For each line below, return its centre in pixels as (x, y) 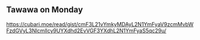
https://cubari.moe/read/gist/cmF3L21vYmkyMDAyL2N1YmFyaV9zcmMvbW (100, 24)
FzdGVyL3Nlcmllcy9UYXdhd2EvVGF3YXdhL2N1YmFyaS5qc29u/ (86, 30)
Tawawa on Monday (44, 10)
